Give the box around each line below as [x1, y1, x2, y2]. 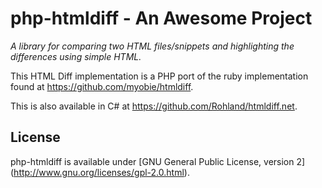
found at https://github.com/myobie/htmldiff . [10, 80, 194, 92]
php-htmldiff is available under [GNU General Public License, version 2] [10, 155, 306, 167]
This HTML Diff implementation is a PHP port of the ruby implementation [10, 70, 309, 82]
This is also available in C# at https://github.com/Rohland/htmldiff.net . [10, 100, 298, 112]
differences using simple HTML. [10, 50, 142, 62]
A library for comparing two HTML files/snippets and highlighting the [10, 40, 295, 52]
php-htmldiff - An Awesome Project [10, 7, 313, 30]
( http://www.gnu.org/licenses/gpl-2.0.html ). [10, 166, 190, 178]
